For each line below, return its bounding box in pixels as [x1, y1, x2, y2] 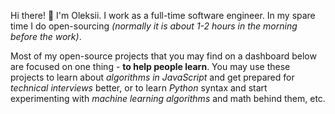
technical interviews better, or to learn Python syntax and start [10, 82, 268, 94]
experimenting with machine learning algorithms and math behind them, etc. [10, 93, 326, 104]
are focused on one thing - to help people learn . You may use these [10, 61, 291, 72]
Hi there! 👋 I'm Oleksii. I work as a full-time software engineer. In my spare [10, 10, 316, 21]
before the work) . [10, 31, 82, 42]
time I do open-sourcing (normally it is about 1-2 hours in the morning [10, 20, 298, 32]
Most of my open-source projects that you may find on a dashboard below [10, 50, 317, 62]
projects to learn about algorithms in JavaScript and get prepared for [10, 71, 295, 83]
